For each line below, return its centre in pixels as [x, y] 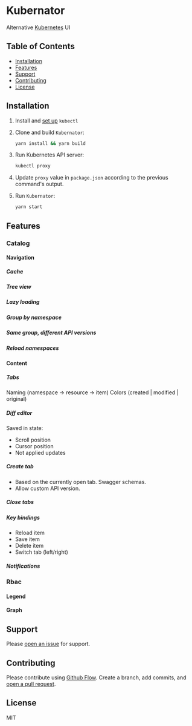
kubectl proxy [33, 166]
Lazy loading [23, 302]
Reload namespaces [33, 348]
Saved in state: [25, 428]
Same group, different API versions [51, 333]
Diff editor [19, 412]
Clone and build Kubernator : [50, 132]
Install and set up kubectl [46, 120]
